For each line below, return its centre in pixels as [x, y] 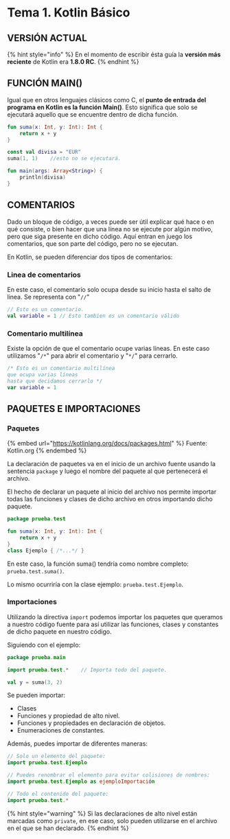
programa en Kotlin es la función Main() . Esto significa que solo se [102, 107]
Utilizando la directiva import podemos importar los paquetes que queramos [115, 617]
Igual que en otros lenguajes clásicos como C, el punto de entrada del [107, 100]
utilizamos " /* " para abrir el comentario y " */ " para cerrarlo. [93, 356]
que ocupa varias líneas [43, 375]
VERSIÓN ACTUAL [47, 38]
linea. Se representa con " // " [48, 297]
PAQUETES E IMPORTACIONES [74, 409]
